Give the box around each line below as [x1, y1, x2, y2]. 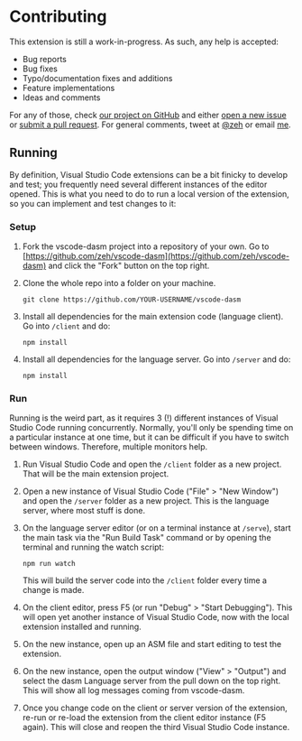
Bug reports [22, 53, 68, 64]
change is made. [22, 585, 85, 596]
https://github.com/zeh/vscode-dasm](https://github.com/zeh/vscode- [25, 251, 290, 262]
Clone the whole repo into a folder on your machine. [22, 278, 216, 289]
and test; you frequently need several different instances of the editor [9, 179, 268, 190]
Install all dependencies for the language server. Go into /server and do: [22, 354, 291, 365]
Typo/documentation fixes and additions [22, 72, 173, 83]
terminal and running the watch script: [22, 542, 165, 552]
